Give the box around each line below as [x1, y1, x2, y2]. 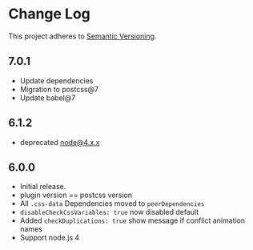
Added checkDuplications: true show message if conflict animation [19, 216, 246, 225]
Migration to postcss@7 [19, 84, 98, 94]
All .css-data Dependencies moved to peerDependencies [19, 199, 205, 208]
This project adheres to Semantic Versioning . [8, 31, 157, 41]
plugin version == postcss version [19, 190, 133, 200]
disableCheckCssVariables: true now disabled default [19, 208, 199, 217]
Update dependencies [19, 75, 94, 85]
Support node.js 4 [19, 233, 80, 243]
